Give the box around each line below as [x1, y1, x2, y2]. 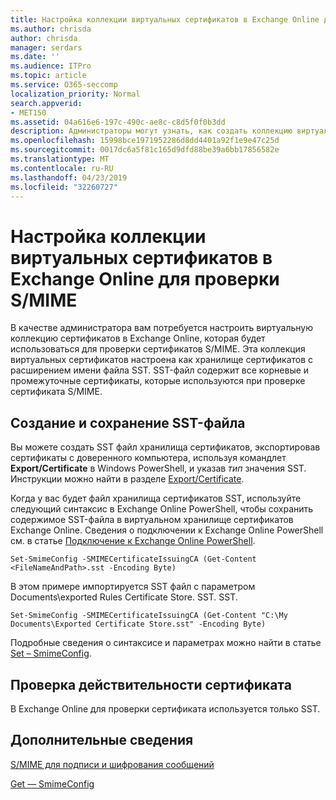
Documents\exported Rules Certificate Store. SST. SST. [10, 591, 238, 603]
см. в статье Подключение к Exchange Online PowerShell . [10, 535, 256, 547]
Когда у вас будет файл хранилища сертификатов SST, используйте [10, 492, 302, 505]
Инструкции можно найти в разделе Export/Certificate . [10, 473, 245, 485]
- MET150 [10, 107, 47, 118]
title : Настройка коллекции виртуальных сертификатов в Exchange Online [10, 14, 320, 25]
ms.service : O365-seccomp [10, 80, 118, 90]
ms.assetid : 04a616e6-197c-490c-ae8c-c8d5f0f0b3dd [10, 117, 226, 127]
